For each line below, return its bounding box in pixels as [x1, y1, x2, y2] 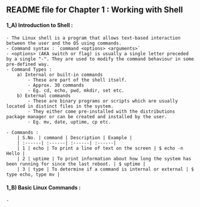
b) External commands [17, 92, 71, 98]
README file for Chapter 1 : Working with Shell [6, 5, 183, 15]
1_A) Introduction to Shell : [6, 21, 73, 29]
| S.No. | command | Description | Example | [17, 134, 133, 140]
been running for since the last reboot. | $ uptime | [6, 161, 146, 167]
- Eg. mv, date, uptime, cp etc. [28, 119, 111, 125]
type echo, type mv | [6, 171, 60, 178]
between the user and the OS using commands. [6, 40, 122, 46]
